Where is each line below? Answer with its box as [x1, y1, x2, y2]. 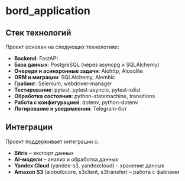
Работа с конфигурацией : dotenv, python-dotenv [14, 99, 138, 106]
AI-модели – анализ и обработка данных [14, 156, 119, 163]
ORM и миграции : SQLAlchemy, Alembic [14, 74, 116, 80]
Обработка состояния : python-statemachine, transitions [14, 93, 155, 99]
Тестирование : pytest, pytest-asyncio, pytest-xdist [14, 86, 141, 93]
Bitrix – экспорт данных [14, 149, 74, 156]
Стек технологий [5, 28, 72, 38]
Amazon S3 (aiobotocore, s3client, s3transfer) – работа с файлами [14, 168, 180, 175]
